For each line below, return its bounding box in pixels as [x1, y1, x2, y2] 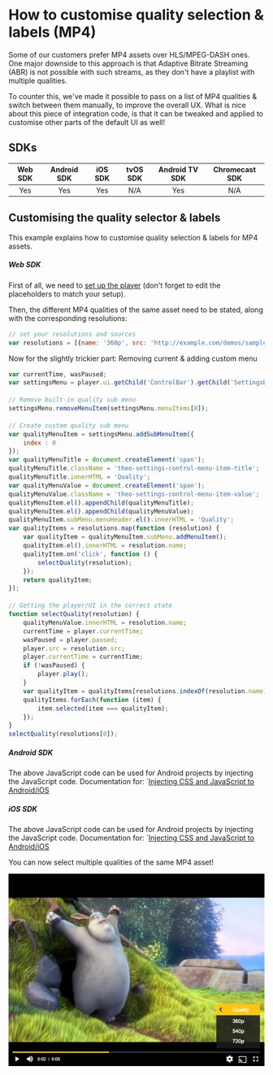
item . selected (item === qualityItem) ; [37, 704, 169, 713]
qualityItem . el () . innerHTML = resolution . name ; [23, 542, 187, 550]
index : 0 [23, 439, 57, 447]
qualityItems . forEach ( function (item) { [23, 696, 162, 704]
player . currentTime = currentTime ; [23, 652, 144, 661]
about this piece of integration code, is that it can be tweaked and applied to [8, 108, 264, 119]
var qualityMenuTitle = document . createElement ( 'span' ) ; [8, 456, 206, 464]
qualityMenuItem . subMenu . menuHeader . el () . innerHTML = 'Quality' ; [8, 516, 235, 524]
